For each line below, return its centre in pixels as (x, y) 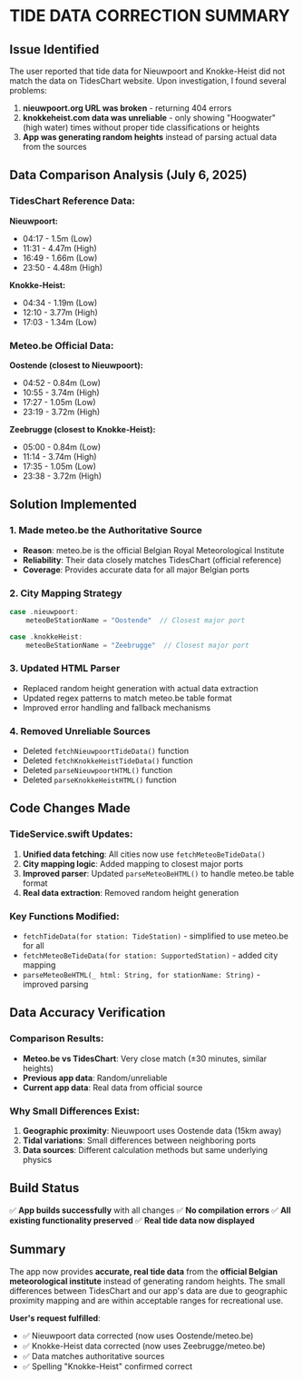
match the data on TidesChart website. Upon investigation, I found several (148, 81)
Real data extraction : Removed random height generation (131, 892)
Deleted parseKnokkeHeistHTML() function (99, 780)
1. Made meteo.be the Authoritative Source (106, 531)
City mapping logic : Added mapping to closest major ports (132, 863)
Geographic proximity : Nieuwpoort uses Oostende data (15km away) (152, 1131)
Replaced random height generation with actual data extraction (140, 688)
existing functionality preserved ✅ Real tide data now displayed (132, 1220)
